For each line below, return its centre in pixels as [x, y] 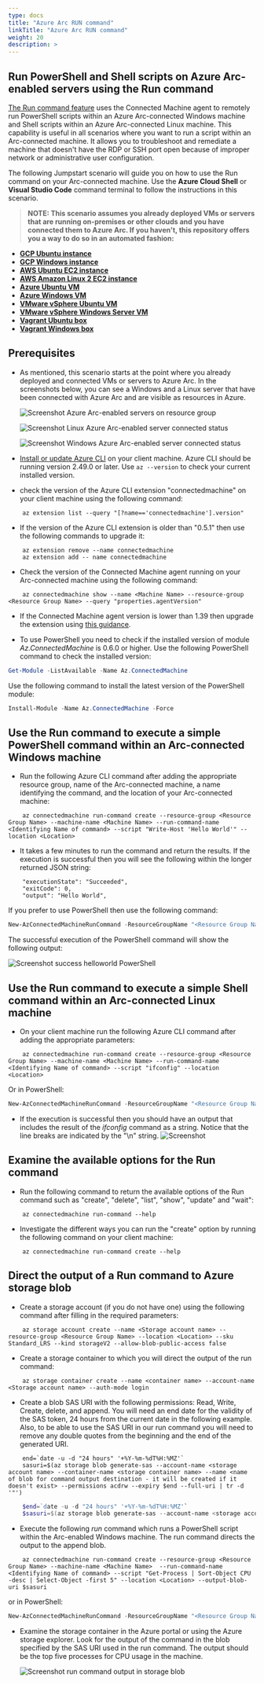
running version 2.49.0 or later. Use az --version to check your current [135, 466]
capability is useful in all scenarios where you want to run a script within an [130, 132]
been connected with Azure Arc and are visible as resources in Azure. [132, 397]
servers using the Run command [132, 88]
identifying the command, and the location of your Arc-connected [126, 793]
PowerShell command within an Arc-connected [126, 745]
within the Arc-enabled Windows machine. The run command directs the [137, 1537]
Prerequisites [42, 353]
